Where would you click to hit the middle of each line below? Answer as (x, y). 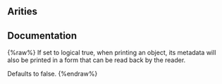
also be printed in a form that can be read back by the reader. (97, 60)
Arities (22, 12)
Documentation (42, 36)
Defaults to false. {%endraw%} (53, 74)
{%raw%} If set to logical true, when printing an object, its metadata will (112, 53)
